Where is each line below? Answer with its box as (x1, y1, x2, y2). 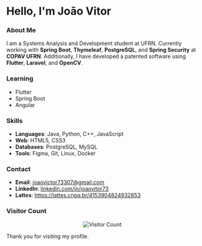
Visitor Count (6, 207, 47, 216)
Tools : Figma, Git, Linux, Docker (15, 150, 96, 157)
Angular (15, 101, 35, 108)
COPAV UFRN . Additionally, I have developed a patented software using (6, 53, 186, 60)
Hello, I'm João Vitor (6, 4, 111, 18)
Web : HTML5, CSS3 (15, 137, 66, 144)
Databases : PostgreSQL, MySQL (15, 143, 98, 150)
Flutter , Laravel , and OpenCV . (6, 59, 83, 66)
